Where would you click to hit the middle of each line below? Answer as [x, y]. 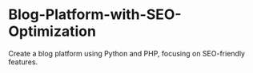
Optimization [52, 31]
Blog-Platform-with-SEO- [95, 15]
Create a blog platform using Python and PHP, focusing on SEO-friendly [127, 53]
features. [23, 62]
